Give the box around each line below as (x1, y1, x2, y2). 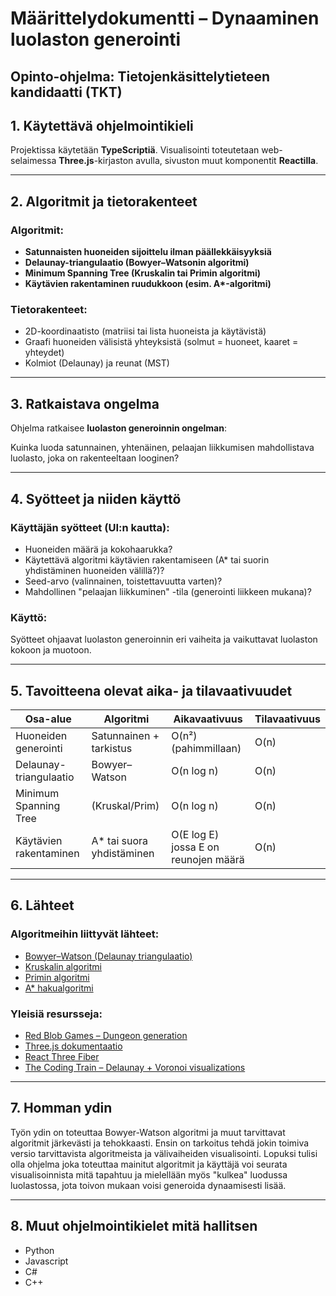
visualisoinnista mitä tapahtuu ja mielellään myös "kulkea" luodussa (10, 1168, 288, 1181)
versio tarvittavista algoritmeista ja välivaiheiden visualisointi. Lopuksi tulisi (10, 1147, 318, 1159)
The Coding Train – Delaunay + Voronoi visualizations (24, 1061, 246, 1073)
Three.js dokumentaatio (24, 1040, 123, 1052)
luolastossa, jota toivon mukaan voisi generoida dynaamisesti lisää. (10, 1179, 287, 1191)
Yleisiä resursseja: (10, 1007, 103, 1021)
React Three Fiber (24, 1050, 100, 1062)
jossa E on (171, 840, 220, 854)
